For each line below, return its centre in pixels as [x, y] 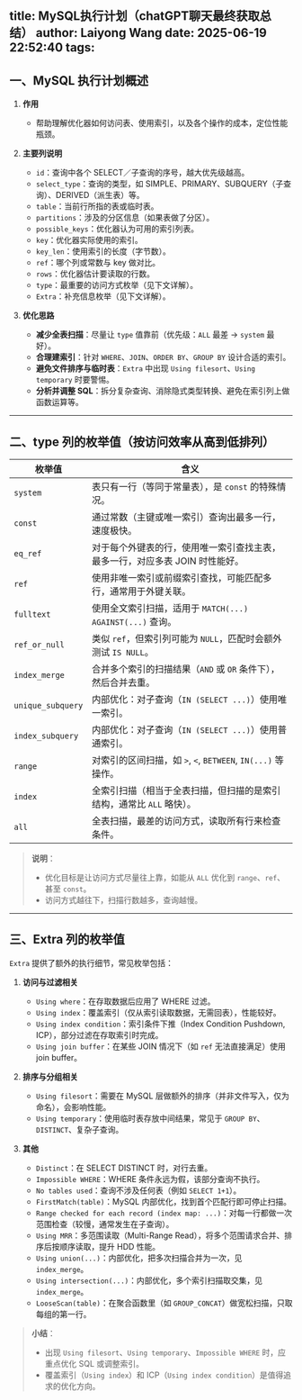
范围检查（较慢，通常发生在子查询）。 [105, 1224]
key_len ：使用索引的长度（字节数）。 [103, 251]
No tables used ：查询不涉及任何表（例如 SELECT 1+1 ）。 [138, 1190]
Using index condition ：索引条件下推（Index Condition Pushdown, [160, 1024]
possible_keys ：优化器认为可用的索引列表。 [117, 229]
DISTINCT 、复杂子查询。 [80, 1129]
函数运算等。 [59, 402]
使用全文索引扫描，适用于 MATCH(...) [170, 609]
